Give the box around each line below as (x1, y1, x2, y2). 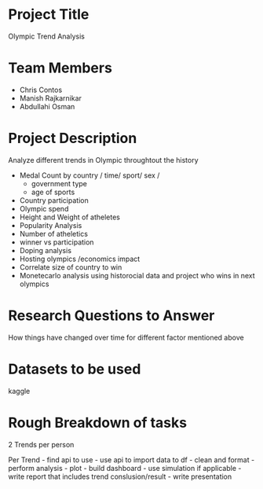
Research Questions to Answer (8, 307, 215, 324)
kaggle (8, 386, 31, 395)
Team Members (8, 59, 112, 77)
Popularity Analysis (19, 220, 82, 230)
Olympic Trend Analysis (8, 31, 85, 41)
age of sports (31, 187, 75, 197)
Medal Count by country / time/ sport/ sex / (19, 171, 160, 180)
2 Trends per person (8, 439, 75, 449)
